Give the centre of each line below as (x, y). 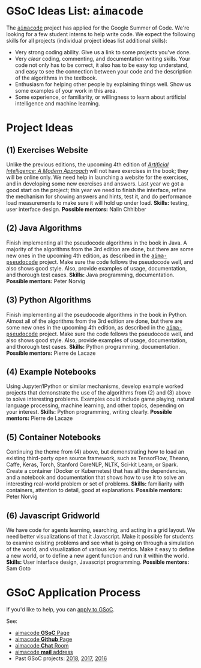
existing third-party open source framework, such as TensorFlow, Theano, (98, 458)
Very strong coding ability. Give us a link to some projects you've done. (103, 52)
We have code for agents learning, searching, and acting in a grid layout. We (101, 530)
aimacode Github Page (43, 639)
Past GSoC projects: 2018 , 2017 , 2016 (61, 658)
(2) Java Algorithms (44, 228)
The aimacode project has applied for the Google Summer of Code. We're (98, 28)
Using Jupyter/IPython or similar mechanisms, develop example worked (95, 386)
